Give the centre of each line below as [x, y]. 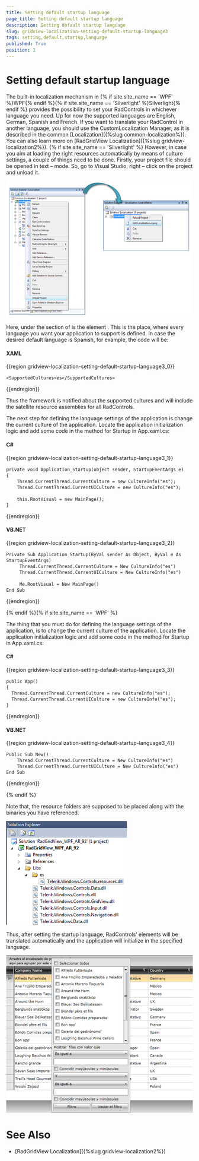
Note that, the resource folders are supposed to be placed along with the [95, 807]
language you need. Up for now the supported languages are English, [91, 115]
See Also [28, 1135]
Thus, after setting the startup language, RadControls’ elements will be [92, 934]
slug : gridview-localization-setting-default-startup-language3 [87, 31]
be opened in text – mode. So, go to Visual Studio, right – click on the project [99, 166]
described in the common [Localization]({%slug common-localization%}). [96, 134]
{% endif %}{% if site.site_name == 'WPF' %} [62, 613]
